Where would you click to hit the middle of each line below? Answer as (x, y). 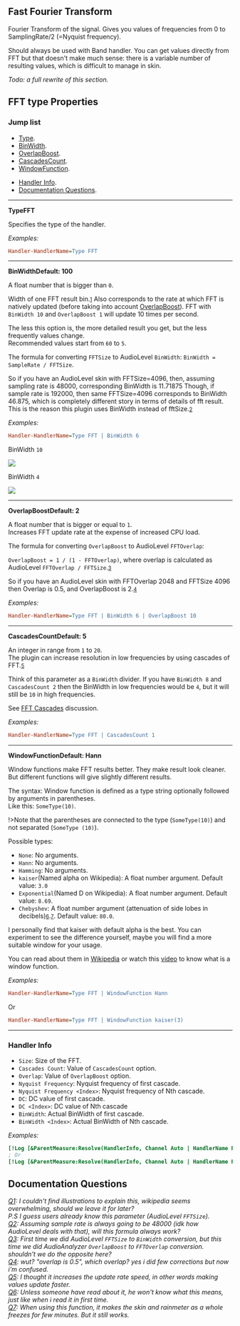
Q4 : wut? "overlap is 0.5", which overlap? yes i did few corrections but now (119, 1262)
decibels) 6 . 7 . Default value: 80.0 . (66, 916)
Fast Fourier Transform (60, 12)
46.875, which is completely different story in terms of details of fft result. (116, 401)
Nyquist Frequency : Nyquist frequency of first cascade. (99, 1084)
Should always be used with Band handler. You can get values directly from (119, 50)
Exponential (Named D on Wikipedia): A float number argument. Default (122, 893)
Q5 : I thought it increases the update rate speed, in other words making (113, 1277)
